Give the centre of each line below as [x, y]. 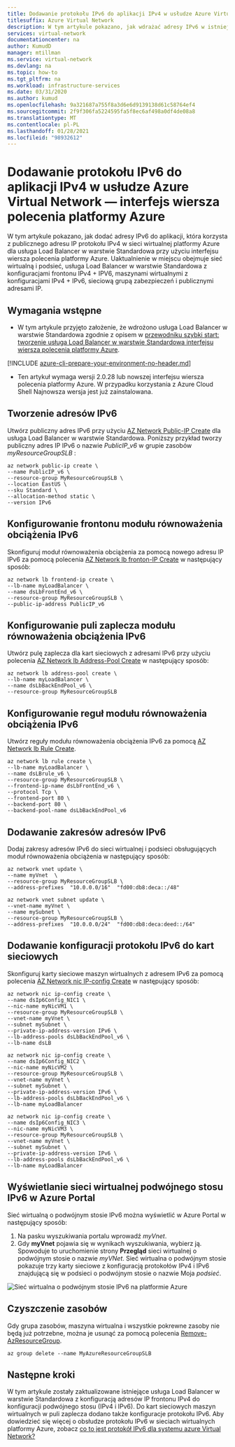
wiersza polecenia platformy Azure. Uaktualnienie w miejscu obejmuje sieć [115, 259]
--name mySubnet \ [34, 912]
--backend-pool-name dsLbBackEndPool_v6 [67, 811]
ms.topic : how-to [33, 72]
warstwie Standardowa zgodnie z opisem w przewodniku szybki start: [118, 335]
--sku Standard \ [33, 490]
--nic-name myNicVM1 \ [40, 1006]
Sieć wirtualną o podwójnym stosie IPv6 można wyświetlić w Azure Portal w [116, 1215]
